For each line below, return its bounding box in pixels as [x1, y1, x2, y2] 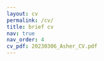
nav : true [6, 29, 36, 37]
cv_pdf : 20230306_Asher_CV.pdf [6, 43, 98, 50]
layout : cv [6, 10, 38, 18]
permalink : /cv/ [6, 17, 54, 24]
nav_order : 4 [6, 36, 45, 43]
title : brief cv [6, 23, 54, 30]
